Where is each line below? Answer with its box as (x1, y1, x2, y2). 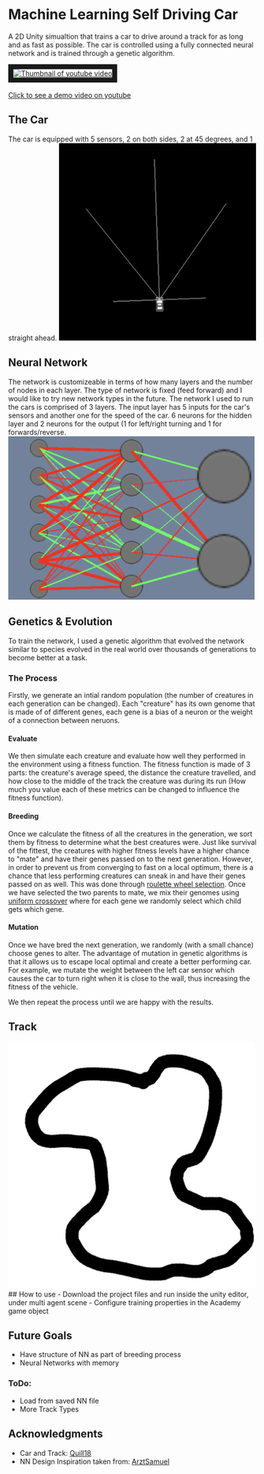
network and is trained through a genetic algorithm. (8, 48, 175, 58)
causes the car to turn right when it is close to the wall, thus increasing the (8, 973, 251, 983)
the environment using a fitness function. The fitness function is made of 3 (8, 760, 251, 769)
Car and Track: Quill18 (19, 1448, 92, 1457)
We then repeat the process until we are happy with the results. (8, 997, 214, 1007)
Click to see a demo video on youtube (8, 90, 132, 99)
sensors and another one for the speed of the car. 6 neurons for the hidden (8, 411, 252, 420)
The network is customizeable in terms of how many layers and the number (8, 377, 254, 386)
